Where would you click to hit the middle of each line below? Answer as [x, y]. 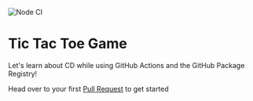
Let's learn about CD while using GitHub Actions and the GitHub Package [126, 65]
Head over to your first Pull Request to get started [88, 88]
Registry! [23, 74]
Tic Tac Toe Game [68, 44]
